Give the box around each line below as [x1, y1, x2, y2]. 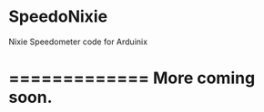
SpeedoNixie [8, 6, 108, 27]
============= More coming [8, 68, 256, 89]
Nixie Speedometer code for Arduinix [8, 36, 147, 47]
